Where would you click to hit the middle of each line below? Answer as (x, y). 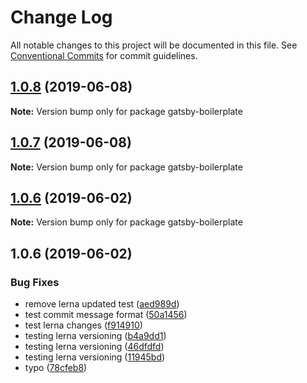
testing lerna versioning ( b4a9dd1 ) (95, 336)
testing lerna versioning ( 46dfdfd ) (94, 347)
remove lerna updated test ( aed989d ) (102, 304)
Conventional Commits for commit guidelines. (104, 55)
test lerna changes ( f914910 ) (83, 325)
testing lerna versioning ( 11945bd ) (95, 357)
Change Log (61, 17)
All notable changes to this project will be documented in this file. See (154, 45)
